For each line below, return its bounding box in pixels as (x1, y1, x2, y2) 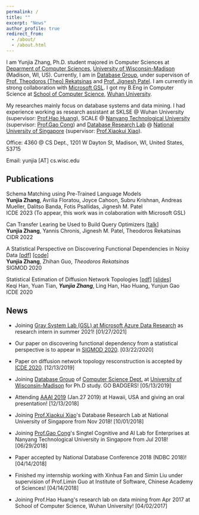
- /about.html (11, 42, 46, 48)
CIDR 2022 (6, 233, 33, 240)
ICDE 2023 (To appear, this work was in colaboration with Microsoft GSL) (6, 209, 186, 216)
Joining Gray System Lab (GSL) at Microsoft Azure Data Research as (14, 321, 184, 329)
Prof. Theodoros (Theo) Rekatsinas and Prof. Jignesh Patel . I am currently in (6, 77, 193, 84)
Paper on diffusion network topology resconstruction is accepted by (14, 357, 183, 365)
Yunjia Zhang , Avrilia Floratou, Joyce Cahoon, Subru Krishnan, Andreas (6, 196, 182, 203)
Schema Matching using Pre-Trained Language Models (6, 190, 142, 197)
